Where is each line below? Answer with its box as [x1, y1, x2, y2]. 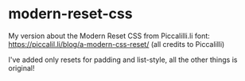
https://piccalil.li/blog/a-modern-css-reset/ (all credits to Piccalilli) [8, 39, 225, 48]
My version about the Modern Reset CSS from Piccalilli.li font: [8, 31, 211, 40]
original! [8, 63, 35, 72]
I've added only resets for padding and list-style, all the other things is [8, 55, 238, 64]
